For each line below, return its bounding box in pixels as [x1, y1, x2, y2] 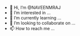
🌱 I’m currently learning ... [9, 15, 62, 20]
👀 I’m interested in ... [9, 10, 51, 16]
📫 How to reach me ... [9, 26, 55, 31]
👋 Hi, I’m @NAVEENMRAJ [9, 5, 61, 10]
